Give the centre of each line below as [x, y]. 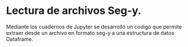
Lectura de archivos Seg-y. [74, 11]
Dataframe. [20, 39]
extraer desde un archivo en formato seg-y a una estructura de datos [90, 32]
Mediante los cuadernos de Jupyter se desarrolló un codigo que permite [94, 27]
